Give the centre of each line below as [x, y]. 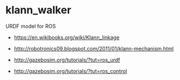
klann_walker [38, 10]
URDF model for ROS [31, 26]
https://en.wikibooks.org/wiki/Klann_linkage [67, 37]
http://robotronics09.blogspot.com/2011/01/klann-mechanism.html [94, 48]
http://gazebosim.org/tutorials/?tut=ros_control [70, 71]
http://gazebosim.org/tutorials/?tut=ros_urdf [67, 60]
